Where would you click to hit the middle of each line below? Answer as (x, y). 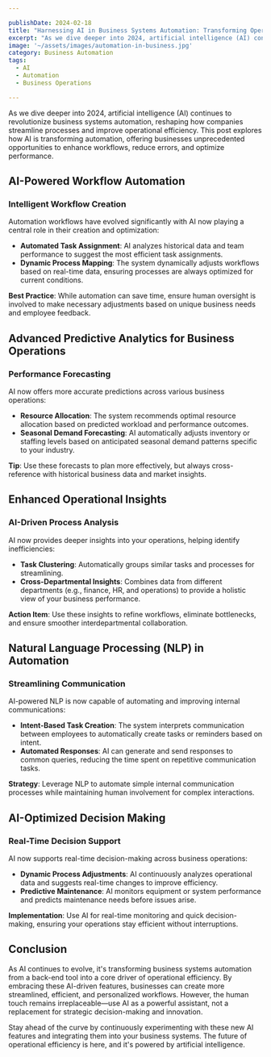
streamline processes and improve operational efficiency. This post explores (135, 130)
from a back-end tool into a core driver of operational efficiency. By (120, 977)
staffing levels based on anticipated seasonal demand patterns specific (139, 441)
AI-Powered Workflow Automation (97, 181)
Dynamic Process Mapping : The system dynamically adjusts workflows (140, 263)
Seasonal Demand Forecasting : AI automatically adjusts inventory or (135, 433)
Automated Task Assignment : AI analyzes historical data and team (132, 246)
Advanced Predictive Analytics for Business (122, 338)
